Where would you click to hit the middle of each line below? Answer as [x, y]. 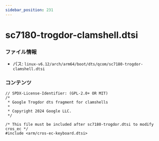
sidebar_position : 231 [29, 10]
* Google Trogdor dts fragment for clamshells [58, 102]
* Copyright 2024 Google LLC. [39, 111]
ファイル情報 [21, 52]
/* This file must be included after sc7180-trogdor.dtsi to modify [79, 125]
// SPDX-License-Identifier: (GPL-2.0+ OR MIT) [57, 94]
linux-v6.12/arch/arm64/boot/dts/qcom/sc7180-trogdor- [84, 64]
